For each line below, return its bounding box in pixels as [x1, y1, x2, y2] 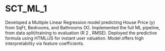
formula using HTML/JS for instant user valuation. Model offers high [5, 35, 144, 41]
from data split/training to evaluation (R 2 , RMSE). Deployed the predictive [5, 30, 157, 36]
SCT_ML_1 [5, 3, 47, 14]
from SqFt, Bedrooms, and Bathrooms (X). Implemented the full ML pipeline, [5, 24, 160, 30]
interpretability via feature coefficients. [5, 40, 84, 46]
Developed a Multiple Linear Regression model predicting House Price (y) [5, 19, 155, 25]
